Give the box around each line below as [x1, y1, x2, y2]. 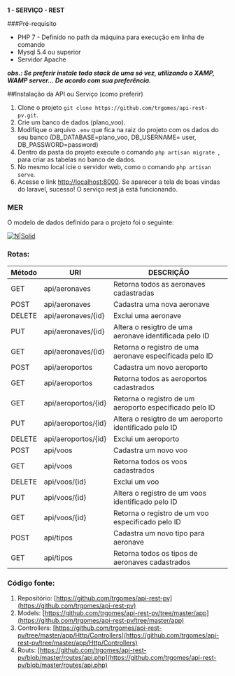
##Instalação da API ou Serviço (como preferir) [7, 90, 143, 98]
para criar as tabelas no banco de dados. [17, 155, 136, 164]
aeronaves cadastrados [113, 557, 191, 567]
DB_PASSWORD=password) [17, 141, 99, 149]
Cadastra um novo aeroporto [113, 362, 208, 372]
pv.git [17, 112, 37, 119]
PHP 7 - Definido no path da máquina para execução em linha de [17, 33, 205, 41]
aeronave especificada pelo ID [113, 351, 213, 361]
